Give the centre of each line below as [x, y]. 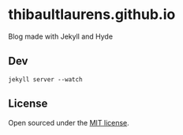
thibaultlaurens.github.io [92, 15]
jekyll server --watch [45, 79]
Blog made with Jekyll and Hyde [60, 36]
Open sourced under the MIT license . [69, 122]
